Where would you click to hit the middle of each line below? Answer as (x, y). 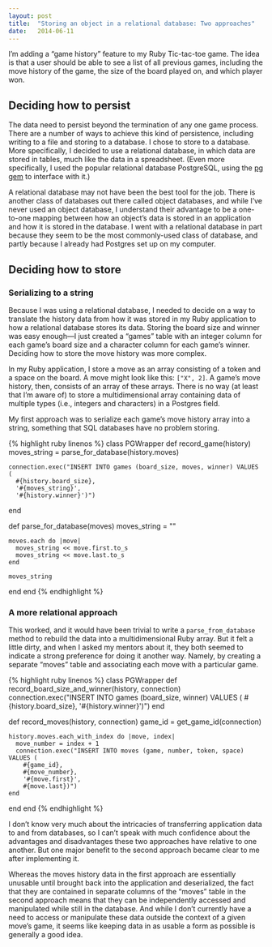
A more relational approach (63, 612)
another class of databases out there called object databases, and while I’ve (136, 201)
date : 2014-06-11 (41, 31)
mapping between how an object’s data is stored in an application (142, 218)
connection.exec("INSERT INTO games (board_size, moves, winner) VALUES (134, 467)
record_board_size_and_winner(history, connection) (95, 689)
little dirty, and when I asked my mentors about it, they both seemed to (126, 647)
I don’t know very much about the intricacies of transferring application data (136, 825)
